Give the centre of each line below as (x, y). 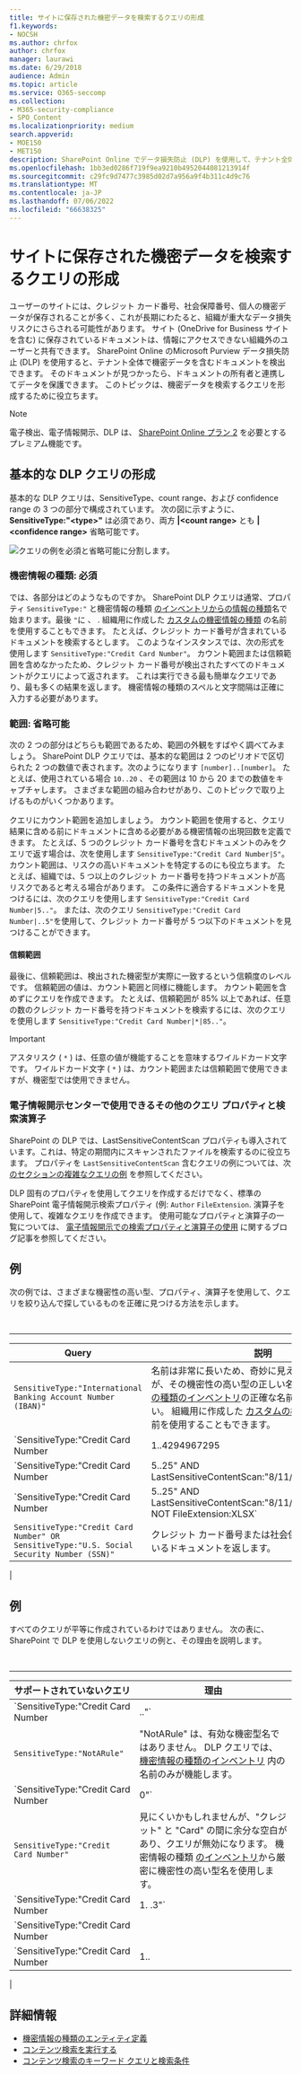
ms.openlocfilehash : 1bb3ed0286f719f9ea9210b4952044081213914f (130, 168)
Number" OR (37, 1537)
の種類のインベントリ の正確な (214, 1398)
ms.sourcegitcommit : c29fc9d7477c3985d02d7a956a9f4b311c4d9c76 (130, 176)
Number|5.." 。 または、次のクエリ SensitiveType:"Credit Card (125, 910)
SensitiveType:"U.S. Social (73, 1546)
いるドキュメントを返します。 (213, 1548)
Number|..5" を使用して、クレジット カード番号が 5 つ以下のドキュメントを (146, 921)
